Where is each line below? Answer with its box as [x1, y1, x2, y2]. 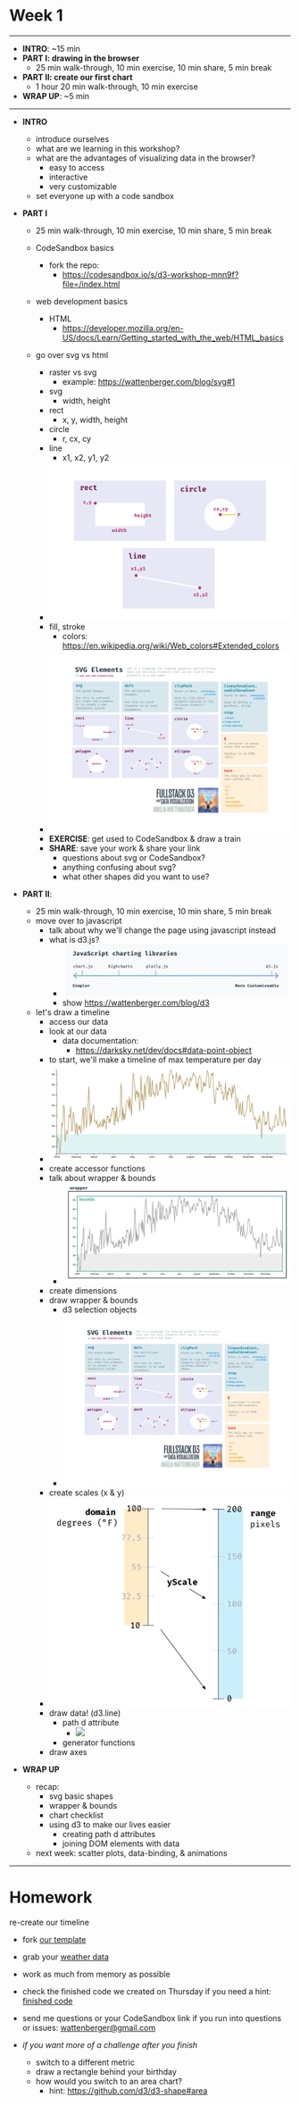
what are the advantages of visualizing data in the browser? [35, 153, 256, 163]
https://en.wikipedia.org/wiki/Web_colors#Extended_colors [62, 640, 279, 651]
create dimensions [48, 1285, 118, 1295]
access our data [48, 1016, 109, 1027]
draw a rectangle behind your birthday [35, 2067, 177, 2077]
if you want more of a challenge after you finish [21, 2040, 198, 2051]
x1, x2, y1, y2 [62, 452, 110, 462]
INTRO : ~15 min [21, 43, 80, 54]
